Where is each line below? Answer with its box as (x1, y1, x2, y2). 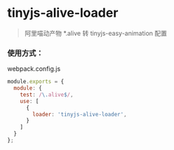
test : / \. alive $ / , (20, 91, 74, 98)
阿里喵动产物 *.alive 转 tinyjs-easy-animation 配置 (24, 29, 167, 37)
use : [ (20, 97, 39, 104)
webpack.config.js (7, 64, 61, 73)
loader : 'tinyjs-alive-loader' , (32, 111, 128, 118)
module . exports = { (7, 79, 65, 86)
